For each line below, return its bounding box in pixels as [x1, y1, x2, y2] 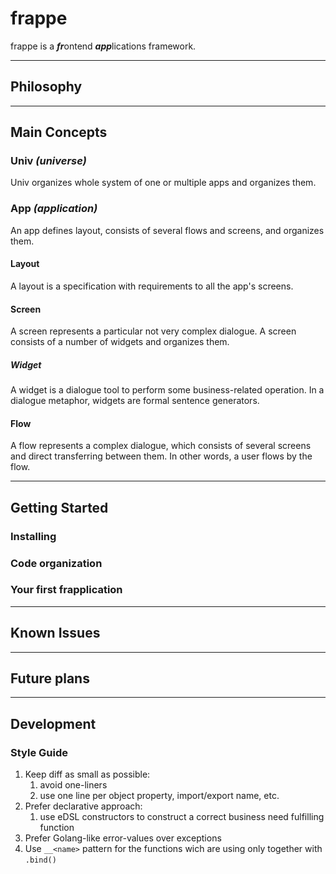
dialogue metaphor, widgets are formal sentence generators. [10, 395, 260, 407]
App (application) [10, 202, 98, 216]
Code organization [10, 556, 103, 570]
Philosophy [10, 78, 83, 96]
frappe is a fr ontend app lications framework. [10, 40, 197, 52]
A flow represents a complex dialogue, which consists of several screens [10, 440, 312, 452]
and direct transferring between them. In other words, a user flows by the [10, 450, 313, 462]
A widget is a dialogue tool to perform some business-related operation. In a [10, 384, 325, 396]
